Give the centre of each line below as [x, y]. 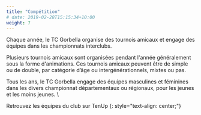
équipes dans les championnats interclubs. [59, 46]
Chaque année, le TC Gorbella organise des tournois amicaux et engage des [100, 40]
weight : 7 [19, 23]
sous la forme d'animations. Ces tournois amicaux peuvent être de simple [97, 64]
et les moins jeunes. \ [32, 94]
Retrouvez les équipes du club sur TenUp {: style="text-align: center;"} [94, 106]
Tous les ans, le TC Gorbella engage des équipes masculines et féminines [97, 82]
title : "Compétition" [33, 12]
